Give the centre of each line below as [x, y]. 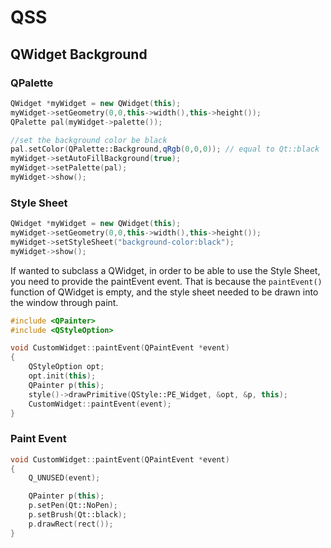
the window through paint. [64, 302]
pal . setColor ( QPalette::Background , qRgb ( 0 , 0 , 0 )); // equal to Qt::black [165, 149]
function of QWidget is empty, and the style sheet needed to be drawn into [164, 292]
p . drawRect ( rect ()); [71, 524]
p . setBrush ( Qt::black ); [78, 515]
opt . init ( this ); [62, 376]
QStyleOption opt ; [66, 367]
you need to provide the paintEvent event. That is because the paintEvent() [166, 281]
